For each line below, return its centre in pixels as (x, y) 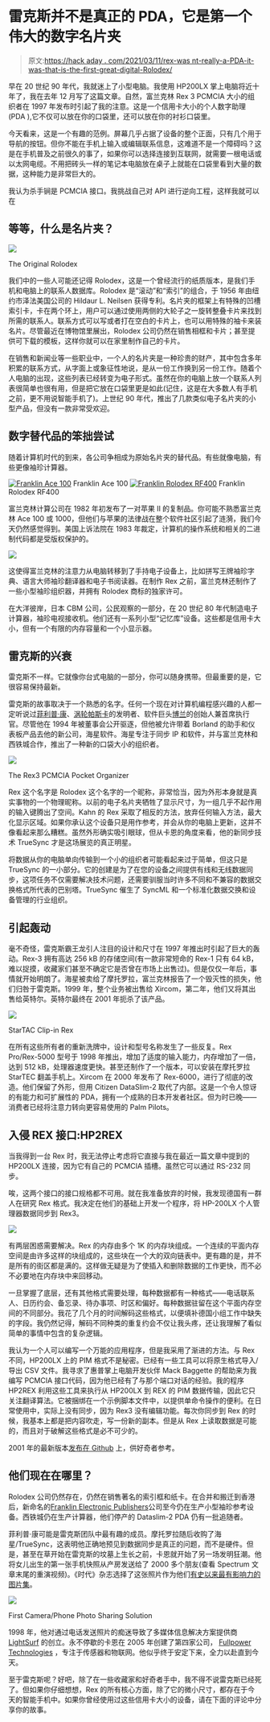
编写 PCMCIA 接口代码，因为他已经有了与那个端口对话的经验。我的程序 (127, 1380)
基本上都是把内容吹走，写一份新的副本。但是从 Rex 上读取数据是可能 (143, 1421)
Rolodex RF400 (34, 491)
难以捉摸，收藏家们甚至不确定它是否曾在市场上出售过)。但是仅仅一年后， (129, 969)
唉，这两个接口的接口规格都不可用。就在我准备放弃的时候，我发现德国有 (128, 1193)
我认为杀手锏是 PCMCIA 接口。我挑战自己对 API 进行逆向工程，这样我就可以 (134, 191)
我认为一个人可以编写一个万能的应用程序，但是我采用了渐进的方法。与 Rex (132, 1350)
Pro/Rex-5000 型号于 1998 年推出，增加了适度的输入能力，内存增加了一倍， (134, 1057)
